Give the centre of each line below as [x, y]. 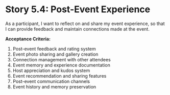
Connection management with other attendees [62, 59]
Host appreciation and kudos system [51, 70]
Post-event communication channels [51, 81]
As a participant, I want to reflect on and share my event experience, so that [85, 23]
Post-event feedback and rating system [54, 49]
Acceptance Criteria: [28, 39]
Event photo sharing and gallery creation [55, 54]
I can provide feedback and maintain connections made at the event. [77, 29]
